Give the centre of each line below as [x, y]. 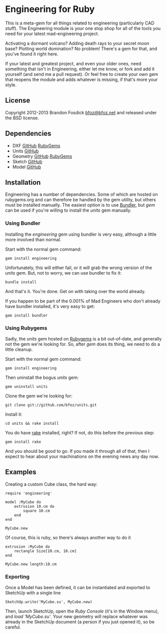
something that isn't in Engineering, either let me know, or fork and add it [80, 69]
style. [11, 85]
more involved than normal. [33, 239]
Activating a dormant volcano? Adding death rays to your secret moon [77, 43]
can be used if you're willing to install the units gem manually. [68, 210]
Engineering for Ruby [50, 9]
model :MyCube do [23, 502]
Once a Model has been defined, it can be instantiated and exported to [78, 588]
